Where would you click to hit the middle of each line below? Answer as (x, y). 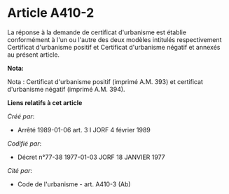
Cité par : (20, 170)
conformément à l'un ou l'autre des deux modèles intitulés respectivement (114, 39)
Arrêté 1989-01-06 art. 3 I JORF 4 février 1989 (84, 130)
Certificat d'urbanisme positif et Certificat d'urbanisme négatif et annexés (114, 47)
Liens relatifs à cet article (45, 102)
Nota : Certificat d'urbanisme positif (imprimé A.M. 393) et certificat (105, 81)
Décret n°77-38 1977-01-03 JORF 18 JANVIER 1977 (91, 157)
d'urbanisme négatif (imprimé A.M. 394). (66, 89)
